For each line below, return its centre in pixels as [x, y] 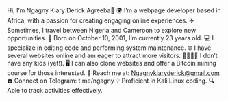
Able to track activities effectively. [55, 90]
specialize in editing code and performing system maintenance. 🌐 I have [109, 48]
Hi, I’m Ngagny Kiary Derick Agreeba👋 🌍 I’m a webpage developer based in [114, 10]
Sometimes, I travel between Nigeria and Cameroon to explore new [102, 30]
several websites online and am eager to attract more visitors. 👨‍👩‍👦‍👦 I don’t [112, 55]
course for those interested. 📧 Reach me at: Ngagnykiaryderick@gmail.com [114, 73]
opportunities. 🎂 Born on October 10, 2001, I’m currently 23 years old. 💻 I [111, 38]
